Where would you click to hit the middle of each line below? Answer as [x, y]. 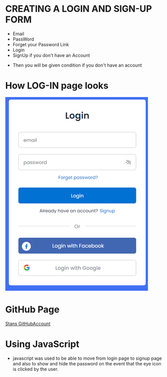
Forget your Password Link [41, 44]
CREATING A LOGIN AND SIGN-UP [79, 9]
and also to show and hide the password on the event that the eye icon [87, 363]
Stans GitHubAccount [28, 324]
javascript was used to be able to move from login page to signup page [87, 358]
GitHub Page [32, 310]
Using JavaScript [43, 344]
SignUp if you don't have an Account [51, 55]
